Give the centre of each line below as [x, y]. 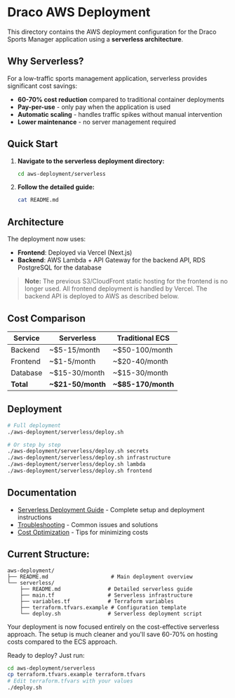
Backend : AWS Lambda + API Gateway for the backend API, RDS [111, 260]
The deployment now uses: [47, 239]
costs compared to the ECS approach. [62, 642]
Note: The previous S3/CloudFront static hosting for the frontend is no [126, 281]
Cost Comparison [47, 318]
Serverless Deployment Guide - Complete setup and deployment [111, 509]
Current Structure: [48, 554]
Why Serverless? [46, 62]
